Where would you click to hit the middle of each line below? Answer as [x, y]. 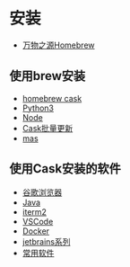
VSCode [38, 221]
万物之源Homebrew [58, 45]
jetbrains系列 [46, 241]
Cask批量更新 [48, 128]
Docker [36, 231]
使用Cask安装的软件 [65, 169]
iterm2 [35, 211]
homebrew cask [52, 98]
